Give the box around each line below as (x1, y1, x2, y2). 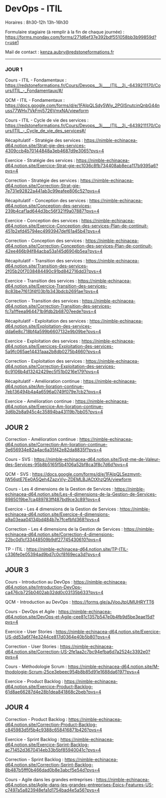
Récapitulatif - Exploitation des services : (5, 318, 89, 324)
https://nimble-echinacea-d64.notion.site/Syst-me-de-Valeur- (34, 457, 161, 462)
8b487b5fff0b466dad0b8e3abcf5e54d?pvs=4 (5, 767, 100, 773)
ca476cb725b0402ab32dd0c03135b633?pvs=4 (5, 589, 104, 595)
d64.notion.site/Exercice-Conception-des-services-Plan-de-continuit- (5, 223, 149, 229)
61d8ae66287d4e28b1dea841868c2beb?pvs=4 (5, 689, 101, 695)
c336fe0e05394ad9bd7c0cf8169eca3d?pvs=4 (5, 551, 101, 557)
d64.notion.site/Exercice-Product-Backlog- (5, 683, 93, 689)
